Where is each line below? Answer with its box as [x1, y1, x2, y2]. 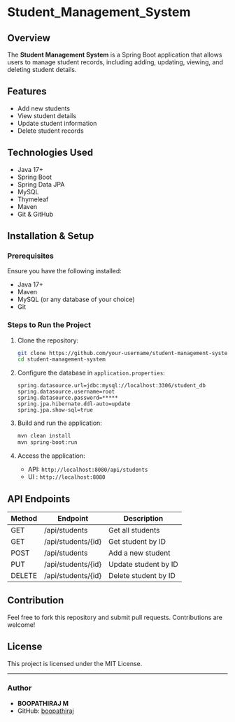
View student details [17, 111, 77, 120]
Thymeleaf [17, 195, 49, 203]
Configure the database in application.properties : [17, 368, 166, 377]
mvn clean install [17, 433, 71, 440]
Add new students [17, 104, 71, 113]
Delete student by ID [108, 570, 176, 580]
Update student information [17, 119, 97, 127]
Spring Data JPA [17, 180, 65, 189]
